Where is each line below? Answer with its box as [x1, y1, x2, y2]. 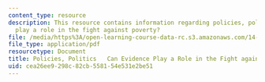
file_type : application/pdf [8, 41, 101, 48]
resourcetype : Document [8, 48, 87, 55]
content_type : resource [8, 11, 87, 20]
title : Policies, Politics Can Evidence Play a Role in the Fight [8, 55, 238, 63]
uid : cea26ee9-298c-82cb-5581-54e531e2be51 [8, 62, 154, 70]
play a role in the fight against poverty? [15, 26, 160, 34]
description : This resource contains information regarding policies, [8, 19, 245, 27]
